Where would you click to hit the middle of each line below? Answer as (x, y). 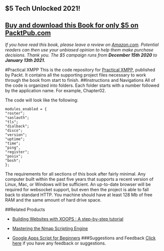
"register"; (17, 152)
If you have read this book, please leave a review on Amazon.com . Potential (82, 45)
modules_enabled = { (26, 109)
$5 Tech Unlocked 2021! (43, 9)
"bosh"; (13, 161)
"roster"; (15, 113)
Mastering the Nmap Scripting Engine (50, 228)
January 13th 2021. (25, 60)
